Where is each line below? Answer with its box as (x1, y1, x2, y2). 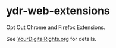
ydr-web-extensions (6, 4, 110, 18)
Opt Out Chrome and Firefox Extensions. (6, 24, 105, 31)
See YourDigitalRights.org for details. (6, 35, 97, 42)
